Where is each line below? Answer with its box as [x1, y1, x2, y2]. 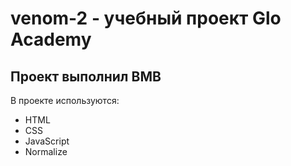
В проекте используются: [10, 95, 120, 106]
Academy [10, 28, 92, 51]
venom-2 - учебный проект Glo [10, 7, 282, 30]
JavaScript [24, 135, 70, 147]
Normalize [24, 146, 68, 157]
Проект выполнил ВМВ [10, 68, 162, 85]
